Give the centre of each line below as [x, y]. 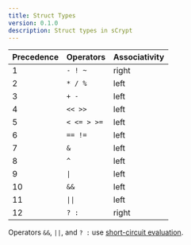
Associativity [139, 57]
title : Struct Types [42, 16]
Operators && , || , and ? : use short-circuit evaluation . [96, 232]
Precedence [36, 57]
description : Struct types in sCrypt [71, 30]
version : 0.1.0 [33, 23]
